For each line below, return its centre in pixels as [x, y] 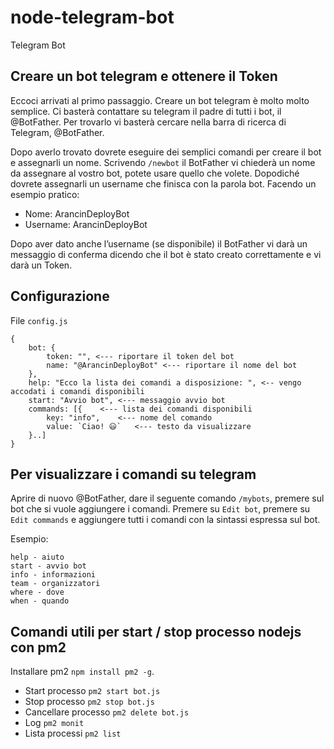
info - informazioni [53, 575]
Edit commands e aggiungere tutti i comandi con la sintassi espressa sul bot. [165, 520]
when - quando [40, 601]
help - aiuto [37, 557]
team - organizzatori [55, 584]
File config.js [39, 320]
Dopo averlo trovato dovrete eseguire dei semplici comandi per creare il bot [166, 152]
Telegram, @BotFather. [57, 132]
